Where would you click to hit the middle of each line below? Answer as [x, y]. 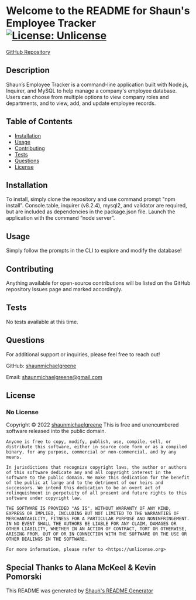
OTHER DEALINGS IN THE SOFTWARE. [47, 539]
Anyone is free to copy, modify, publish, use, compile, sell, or [89, 442]
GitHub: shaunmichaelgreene [41, 366]
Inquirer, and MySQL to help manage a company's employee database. [92, 91]
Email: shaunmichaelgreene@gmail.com [54, 377]
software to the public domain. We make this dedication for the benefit [98, 478]
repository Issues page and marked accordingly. [64, 289]
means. [14, 457]
